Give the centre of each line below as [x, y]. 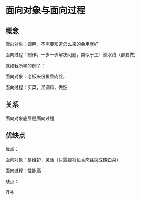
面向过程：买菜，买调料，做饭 [36, 87]
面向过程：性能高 [23, 170]
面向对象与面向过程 [45, 10]
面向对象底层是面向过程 [30, 118]
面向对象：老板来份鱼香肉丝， [36, 76]
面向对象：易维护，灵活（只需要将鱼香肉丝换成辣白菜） [63, 160]
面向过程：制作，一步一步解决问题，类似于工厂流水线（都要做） [72, 55]
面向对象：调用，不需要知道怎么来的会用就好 [52, 44]
